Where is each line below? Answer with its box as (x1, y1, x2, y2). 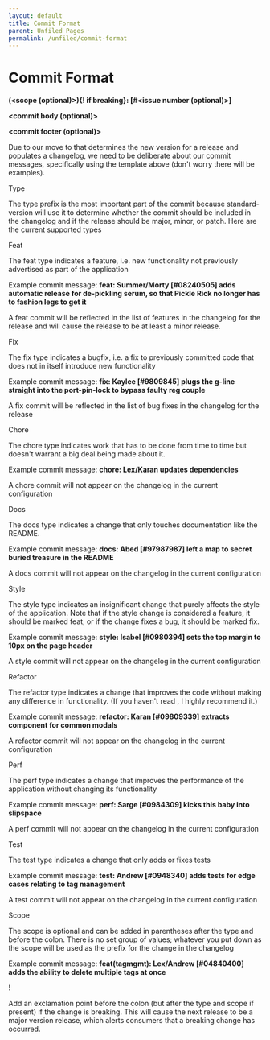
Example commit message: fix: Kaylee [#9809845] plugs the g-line (8, 377, 235, 386)
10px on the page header (8, 641, 93, 650)
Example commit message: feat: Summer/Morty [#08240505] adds (8, 280, 236, 290)
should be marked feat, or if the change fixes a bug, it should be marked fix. (8, 617, 260, 626)
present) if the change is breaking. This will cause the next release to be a (8, 1007, 253, 1017)
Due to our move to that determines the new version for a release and (8, 142, 239, 152)
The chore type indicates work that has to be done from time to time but (8, 440, 247, 451)
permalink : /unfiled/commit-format (8, 34, 128, 43)
